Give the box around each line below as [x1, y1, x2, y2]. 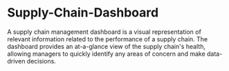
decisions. [26, 57, 57, 65]
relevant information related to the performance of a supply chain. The [7, 34, 208, 43]
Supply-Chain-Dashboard [7, 5, 159, 21]
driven [7, 57, 26, 65]
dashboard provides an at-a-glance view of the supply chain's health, [7, 42, 206, 50]
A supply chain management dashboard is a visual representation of [7, 28, 202, 36]
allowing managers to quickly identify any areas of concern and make [7, 50, 205, 58]
